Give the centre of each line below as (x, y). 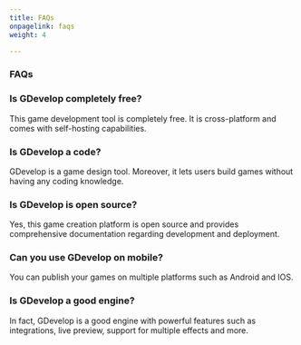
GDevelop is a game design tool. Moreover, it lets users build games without (151, 171)
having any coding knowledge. (67, 181)
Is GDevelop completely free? (76, 99)
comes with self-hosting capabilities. (78, 128)
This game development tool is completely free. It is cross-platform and (143, 118)
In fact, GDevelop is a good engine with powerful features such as (133, 320)
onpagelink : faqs (42, 26)
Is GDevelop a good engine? (72, 301)
